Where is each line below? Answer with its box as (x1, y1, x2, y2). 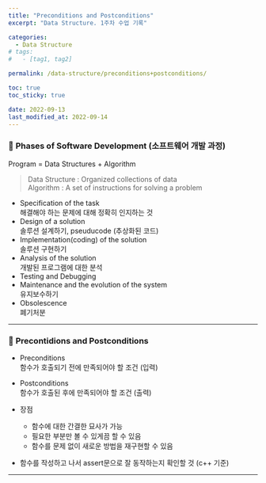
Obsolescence (19, 298, 67, 307)
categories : (8, 33, 47, 41)
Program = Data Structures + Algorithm (8, 159, 136, 169)
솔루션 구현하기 (19, 244, 67, 253)
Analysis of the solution (19, 253, 97, 262)
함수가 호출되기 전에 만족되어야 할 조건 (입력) (19, 362, 158, 372)
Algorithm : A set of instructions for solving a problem (27, 183, 203, 192)
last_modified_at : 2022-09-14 (8, 112, 108, 121)
